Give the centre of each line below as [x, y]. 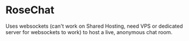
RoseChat [30, 10]
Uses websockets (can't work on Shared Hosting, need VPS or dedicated [94, 26]
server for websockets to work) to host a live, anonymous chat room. [89, 32]
